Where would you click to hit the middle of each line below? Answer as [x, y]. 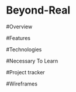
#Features [18, 38]
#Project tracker [25, 72]
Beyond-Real [38, 10]
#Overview [19, 27]
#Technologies [24, 49]
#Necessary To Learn [32, 61]
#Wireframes [22, 84]
